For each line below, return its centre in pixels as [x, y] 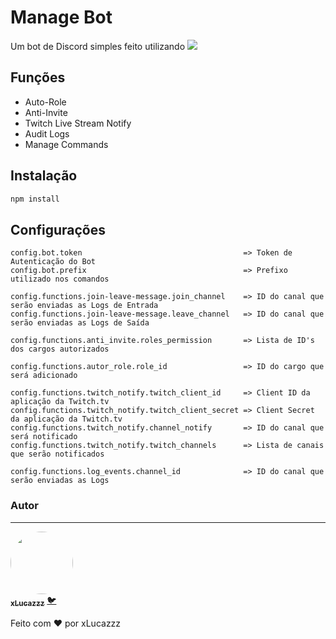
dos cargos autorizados [60, 349]
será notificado [44, 437]
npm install [35, 199]
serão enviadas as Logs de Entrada [84, 306]
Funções [38, 77]
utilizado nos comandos [60, 279]
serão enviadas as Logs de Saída [80, 323]
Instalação [44, 176]
